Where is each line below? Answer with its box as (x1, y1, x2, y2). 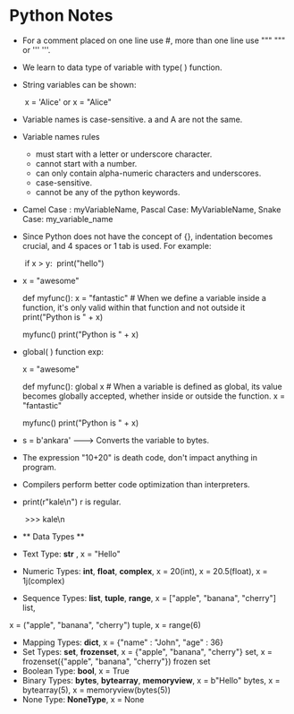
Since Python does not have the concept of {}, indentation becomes (21, 230, 273, 242)
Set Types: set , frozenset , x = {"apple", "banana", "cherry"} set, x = (21, 646, 273, 657)
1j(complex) (21, 575, 65, 586)
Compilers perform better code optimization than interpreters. (21, 478, 250, 489)
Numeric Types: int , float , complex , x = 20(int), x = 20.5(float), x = (21, 565, 268, 576)
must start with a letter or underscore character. (35, 149, 213, 159)
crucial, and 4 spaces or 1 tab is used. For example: (21, 240, 212, 251)
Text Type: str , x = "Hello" (21, 548, 121, 559)
